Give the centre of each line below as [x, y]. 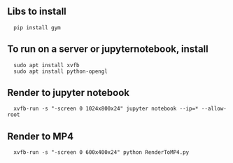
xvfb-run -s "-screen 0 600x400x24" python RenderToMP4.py [101, 153]
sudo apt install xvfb [47, 65]
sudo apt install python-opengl [61, 71]
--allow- [214, 109]
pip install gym [37, 27]
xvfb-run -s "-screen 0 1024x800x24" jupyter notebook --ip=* [106, 109]
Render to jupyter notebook [68, 93]
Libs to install [37, 12]
